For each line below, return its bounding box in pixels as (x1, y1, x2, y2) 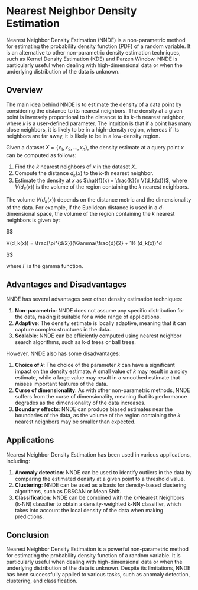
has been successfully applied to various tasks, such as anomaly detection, (6, 571, 190, 578)
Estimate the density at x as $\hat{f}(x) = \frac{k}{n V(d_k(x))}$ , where (14, 177, 187, 184)
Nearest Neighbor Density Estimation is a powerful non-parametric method (6, 546, 189, 553)
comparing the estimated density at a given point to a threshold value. (14, 475, 186, 482)
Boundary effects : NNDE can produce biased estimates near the (14, 405, 173, 413)
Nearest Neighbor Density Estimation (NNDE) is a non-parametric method (6, 36, 186, 43)
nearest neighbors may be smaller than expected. (14, 418, 136, 425)
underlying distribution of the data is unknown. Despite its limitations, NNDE (6, 565, 191, 572)
